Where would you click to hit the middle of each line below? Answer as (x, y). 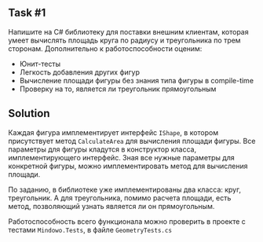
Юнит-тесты (40, 64)
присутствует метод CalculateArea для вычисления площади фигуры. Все (132, 141)
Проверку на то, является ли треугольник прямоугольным (118, 89)
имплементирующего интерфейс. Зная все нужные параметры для (122, 157)
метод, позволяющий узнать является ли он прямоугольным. (111, 206)
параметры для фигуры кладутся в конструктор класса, (102, 149)
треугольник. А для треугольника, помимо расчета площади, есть (120, 198)
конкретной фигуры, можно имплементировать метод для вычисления (128, 166)
